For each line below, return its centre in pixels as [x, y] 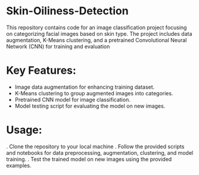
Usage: [24, 130]
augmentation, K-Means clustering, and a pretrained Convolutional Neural [97, 40]
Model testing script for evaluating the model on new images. [90, 106]
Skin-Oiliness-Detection [68, 11]
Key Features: [41, 71]
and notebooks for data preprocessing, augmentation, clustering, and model [100, 152]
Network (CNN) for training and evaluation [58, 46]
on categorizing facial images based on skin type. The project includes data [99, 33]
